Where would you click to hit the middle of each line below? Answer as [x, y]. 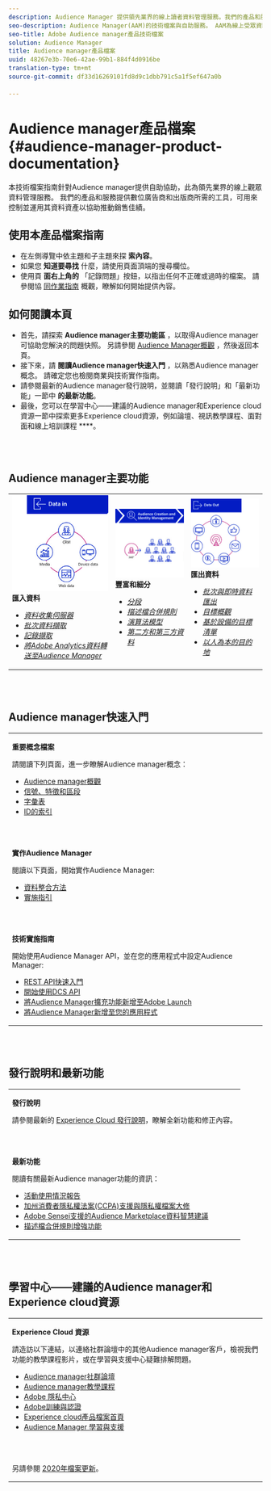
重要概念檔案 [33, 746]
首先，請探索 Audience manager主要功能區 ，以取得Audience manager [139, 335]
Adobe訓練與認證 [53, 1406]
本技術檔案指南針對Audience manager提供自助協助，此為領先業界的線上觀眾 [135, 187]
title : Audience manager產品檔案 [62, 51]
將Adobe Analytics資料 [62, 645]
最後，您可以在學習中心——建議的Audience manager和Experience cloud [141, 406]
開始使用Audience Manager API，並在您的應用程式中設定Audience [122, 955]
